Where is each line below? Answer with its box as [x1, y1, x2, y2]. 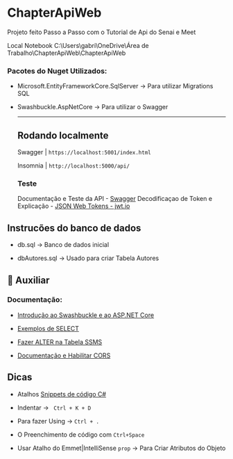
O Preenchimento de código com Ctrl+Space [17, 430, 145, 439]
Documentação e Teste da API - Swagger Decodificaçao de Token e [17, 195, 213, 203]
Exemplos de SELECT [17, 324, 80, 332]
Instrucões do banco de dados [7, 222, 141, 234]
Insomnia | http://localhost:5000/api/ [17, 161, 130, 170]
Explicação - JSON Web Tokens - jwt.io [17, 202, 130, 210]
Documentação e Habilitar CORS [17, 351, 111, 360]
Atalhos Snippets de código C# [17, 389, 106, 398]
